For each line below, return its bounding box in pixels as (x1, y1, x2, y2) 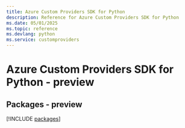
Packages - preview (6, 99, 83, 109)
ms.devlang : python (6, 31, 55, 37)
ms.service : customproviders (6, 37, 80, 43)
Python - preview (6, 76, 95, 89)
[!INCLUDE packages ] (6, 115, 61, 122)
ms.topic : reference (6, 25, 58, 32)
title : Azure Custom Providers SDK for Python (6, 8, 125, 15)
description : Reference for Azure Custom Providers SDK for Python (6, 14, 180, 20)
